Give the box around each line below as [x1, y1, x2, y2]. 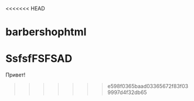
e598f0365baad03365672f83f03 [107, 83, 189, 90]
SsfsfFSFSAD [5, 52, 73, 65]
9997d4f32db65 [107, 89, 147, 96]
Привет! [5, 71, 26, 78]
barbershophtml [5, 26, 87, 39]
